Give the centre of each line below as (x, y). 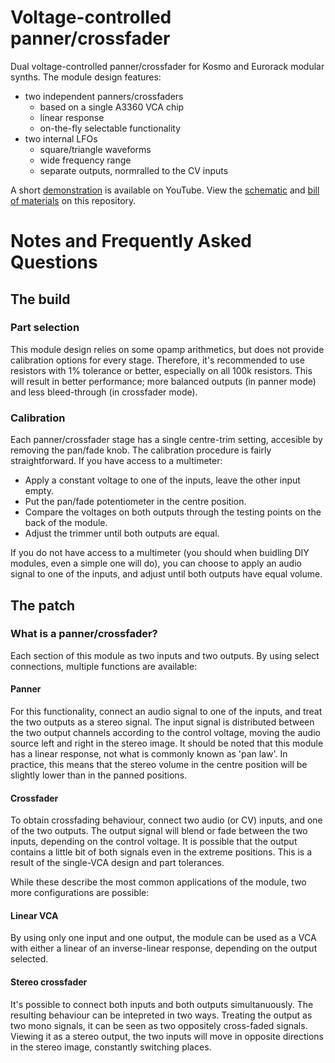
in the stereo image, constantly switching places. (111, 1047)
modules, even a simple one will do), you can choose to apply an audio (156, 563)
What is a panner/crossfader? (84, 634)
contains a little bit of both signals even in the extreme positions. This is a (161, 852)
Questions (54, 262)
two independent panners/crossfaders (104, 96)
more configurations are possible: (80, 893)
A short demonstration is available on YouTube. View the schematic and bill (165, 190)
